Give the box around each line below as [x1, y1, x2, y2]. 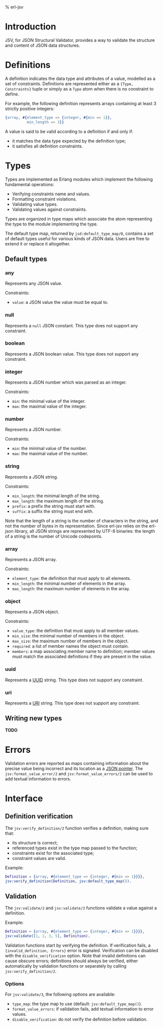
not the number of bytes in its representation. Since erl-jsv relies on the [5, 523, 148, 529]
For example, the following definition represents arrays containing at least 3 [5, 100, 157, 106]
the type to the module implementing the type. [5, 221, 98, 227]
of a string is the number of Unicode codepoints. [5, 533, 103, 539]
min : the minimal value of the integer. [12, 398, 86, 404]
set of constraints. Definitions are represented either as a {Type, [5, 80, 134, 87]
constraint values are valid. [12, 855, 67, 861]
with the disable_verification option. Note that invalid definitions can [5, 952, 146, 958]
